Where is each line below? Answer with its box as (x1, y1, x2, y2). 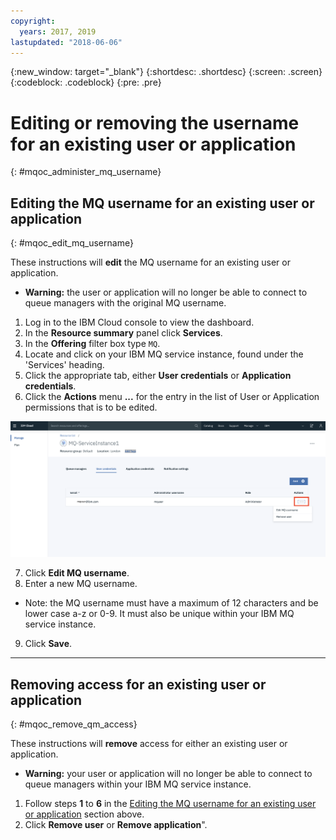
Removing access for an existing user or (10, 676, 267, 693)
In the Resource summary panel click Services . (24, 327, 223, 339)
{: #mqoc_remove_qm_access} (10, 718, 138, 730)
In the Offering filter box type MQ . (24, 338, 161, 350)
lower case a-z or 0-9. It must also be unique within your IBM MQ (24, 608, 295, 620)
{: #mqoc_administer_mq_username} (10, 166, 162, 178)
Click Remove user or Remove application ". (24, 818, 208, 830)
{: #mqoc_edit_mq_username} (10, 237, 134, 249)
